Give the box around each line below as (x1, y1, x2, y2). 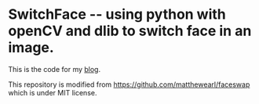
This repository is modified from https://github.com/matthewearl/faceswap (8, 80, 250, 89)
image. (8, 39, 55, 56)
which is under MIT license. (8, 88, 97, 97)
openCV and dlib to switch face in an (8, 22, 252, 40)
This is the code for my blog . (8, 64, 101, 74)
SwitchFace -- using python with (8, 5, 226, 23)
